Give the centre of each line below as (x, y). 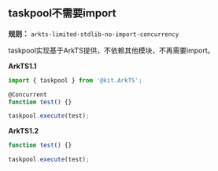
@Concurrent (28, 95)
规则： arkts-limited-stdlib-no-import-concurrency (94, 34)
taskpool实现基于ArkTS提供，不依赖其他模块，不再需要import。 (111, 50)
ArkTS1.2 (24, 131)
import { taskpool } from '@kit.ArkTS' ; (76, 80)
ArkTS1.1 (22, 66)
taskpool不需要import (62, 13)
